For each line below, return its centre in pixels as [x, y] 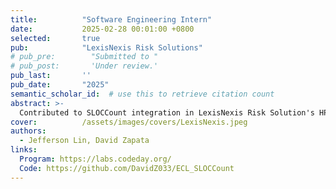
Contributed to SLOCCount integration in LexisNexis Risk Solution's [167, 112]
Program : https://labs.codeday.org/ [95, 159]
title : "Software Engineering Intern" [111, 19]
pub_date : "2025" [60, 85]
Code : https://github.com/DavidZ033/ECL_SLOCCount [127, 168]
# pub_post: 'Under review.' [84, 66]
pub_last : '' [51, 76]
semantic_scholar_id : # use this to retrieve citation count [142, 94]
